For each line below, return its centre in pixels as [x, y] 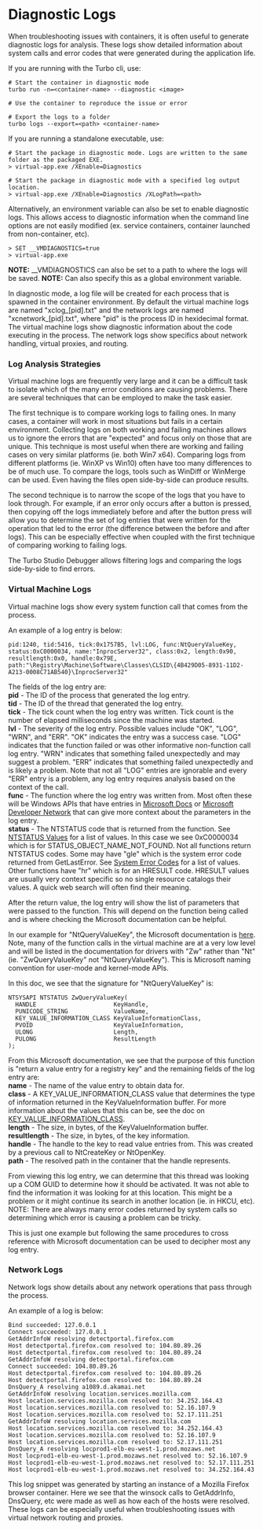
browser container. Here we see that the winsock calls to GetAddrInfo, [122, 1492]
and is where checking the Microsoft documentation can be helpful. [118, 919]
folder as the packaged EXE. [56, 160]
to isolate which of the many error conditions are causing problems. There [128, 389]
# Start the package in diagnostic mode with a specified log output [124, 180]
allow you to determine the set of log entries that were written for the [119, 520]
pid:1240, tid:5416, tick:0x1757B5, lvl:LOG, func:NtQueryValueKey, [122, 644]
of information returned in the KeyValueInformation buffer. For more [117, 1102]
